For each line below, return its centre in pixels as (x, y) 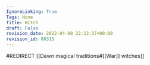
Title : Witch (22, 22)
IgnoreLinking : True (32, 12)
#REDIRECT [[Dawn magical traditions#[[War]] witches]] (75, 56)
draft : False (22, 28)
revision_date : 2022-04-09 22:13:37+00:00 (60, 34)
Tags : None (20, 17)
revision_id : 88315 (30, 39)
